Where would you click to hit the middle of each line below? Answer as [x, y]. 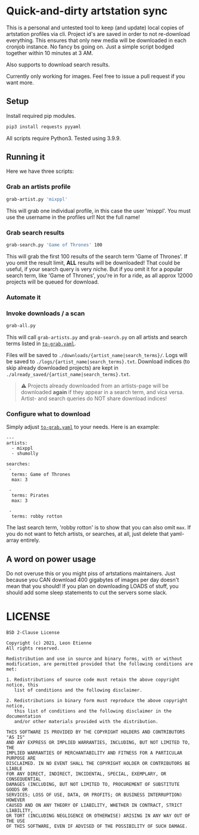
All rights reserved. [33, 648]
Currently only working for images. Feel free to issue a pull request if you [96, 76]
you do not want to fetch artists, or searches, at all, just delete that [87, 534]
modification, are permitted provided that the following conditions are [100, 664]
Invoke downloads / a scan [46, 313]
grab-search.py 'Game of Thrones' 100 [54, 245]
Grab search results [35, 233]
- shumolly [25, 454]
